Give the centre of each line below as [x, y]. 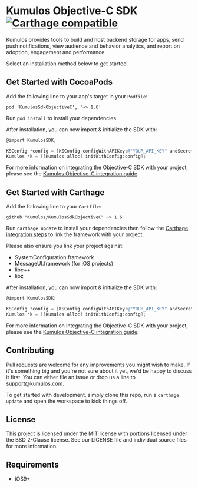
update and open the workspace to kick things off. [67, 401]
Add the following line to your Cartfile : [54, 207]
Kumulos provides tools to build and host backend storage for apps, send [95, 39]
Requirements [32, 464]
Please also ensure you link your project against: [65, 246]
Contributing [30, 351]
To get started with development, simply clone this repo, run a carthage [93, 395]
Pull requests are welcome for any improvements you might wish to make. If [98, 365]
